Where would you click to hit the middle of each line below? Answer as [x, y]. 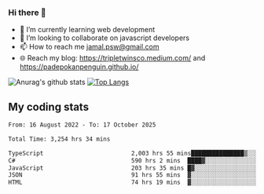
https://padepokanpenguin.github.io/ [79, 67]
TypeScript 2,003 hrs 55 [91, 153]
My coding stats [48, 106]
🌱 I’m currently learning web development [87, 30]
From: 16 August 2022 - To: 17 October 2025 [82, 125]
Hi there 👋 [27, 13]
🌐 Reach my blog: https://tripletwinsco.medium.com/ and [112, 58]
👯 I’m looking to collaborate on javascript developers [104, 38]
